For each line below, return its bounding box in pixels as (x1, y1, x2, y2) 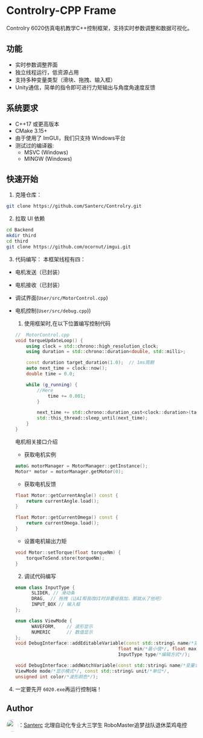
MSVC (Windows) (24, 149, 68, 156)
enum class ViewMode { (14, 618, 72, 624)
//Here (37, 387, 54, 393)
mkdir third (6, 233, 36, 239)
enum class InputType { (14, 584, 76, 591)
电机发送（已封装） (14, 268, 63, 276)
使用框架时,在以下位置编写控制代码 (24, 320, 111, 327)
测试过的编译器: (14, 141, 54, 149)
